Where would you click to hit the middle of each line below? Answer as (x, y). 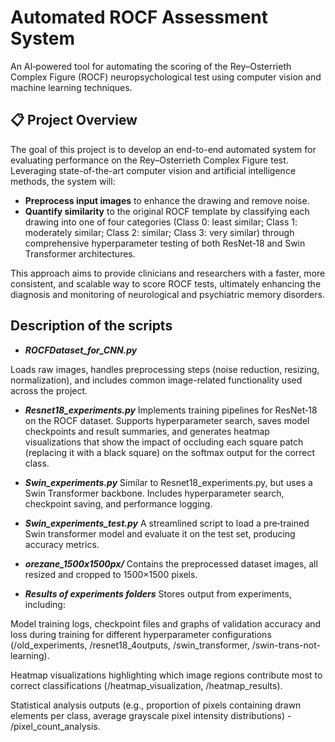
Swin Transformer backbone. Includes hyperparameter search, (154, 493)
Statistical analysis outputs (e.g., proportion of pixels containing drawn (156, 705)
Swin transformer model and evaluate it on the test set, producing (160, 533)
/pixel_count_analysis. (55, 726)
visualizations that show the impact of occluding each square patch (164, 442)
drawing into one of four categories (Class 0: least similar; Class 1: (161, 222)
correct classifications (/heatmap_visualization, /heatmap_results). (146, 685)
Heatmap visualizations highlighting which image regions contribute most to (166, 675)
